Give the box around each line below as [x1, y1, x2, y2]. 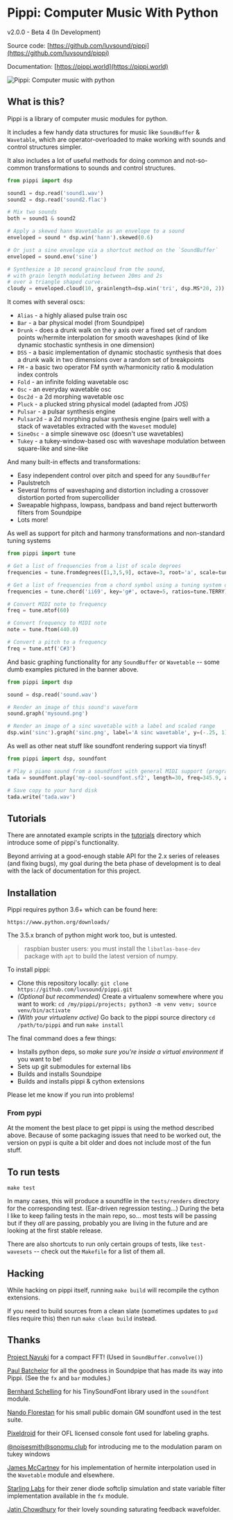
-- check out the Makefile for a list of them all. [33, 1247, 165, 1256]
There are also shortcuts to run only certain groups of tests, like [7, 1240, 189, 1249]
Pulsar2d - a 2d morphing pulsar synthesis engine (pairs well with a [17, 415, 210, 423]
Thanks [7, 1334, 41, 1346]
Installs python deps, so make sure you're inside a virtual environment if [17, 1047, 224, 1056]
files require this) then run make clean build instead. [7, 1314, 157, 1322]
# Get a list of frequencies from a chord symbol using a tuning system [7, 581, 222, 589]
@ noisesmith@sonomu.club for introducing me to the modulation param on [7, 1442, 222, 1450]
